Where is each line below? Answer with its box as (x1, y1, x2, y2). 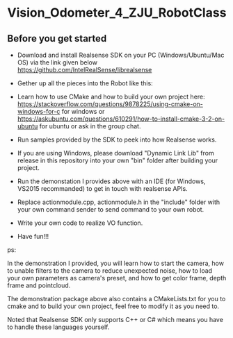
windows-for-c (17, 108, 61, 115)
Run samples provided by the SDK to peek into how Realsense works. (17, 135, 217, 144)
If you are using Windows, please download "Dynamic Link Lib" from (17, 149, 214, 157)
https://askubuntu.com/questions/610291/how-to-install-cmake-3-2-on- (17, 115, 225, 123)
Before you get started (7, 33, 107, 44)
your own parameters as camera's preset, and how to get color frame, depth (7, 274, 227, 282)
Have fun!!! (17, 233, 49, 240)
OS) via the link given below (17, 58, 97, 67)
